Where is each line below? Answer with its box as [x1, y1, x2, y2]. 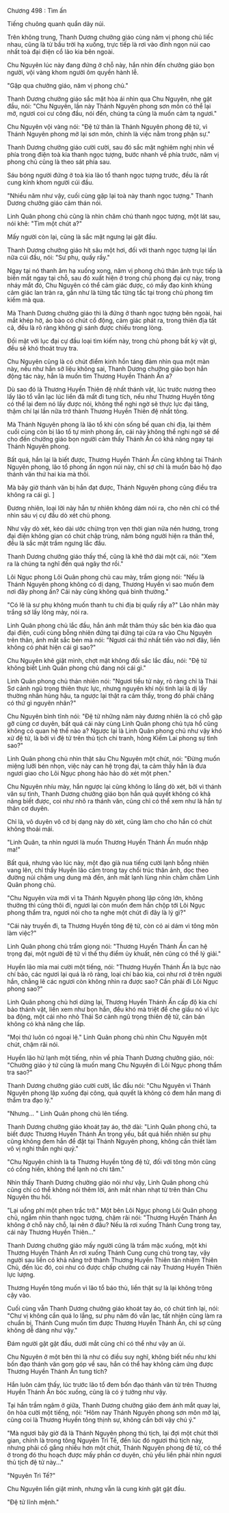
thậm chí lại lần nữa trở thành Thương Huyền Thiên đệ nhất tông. [7, 407, 189, 415]
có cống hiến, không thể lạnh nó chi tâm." [7, 1165, 124, 1173]
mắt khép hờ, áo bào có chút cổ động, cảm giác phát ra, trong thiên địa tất [7, 316, 217, 324]
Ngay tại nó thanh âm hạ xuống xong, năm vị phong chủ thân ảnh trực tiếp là [7, 267, 223, 274]
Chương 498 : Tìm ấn [7, 7, 67, 14]
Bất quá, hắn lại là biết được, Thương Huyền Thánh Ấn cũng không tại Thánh [7, 456, 222, 463]
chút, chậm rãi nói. [7, 1041, 59, 1048]
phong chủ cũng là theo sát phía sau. [7, 158, 111, 166]
